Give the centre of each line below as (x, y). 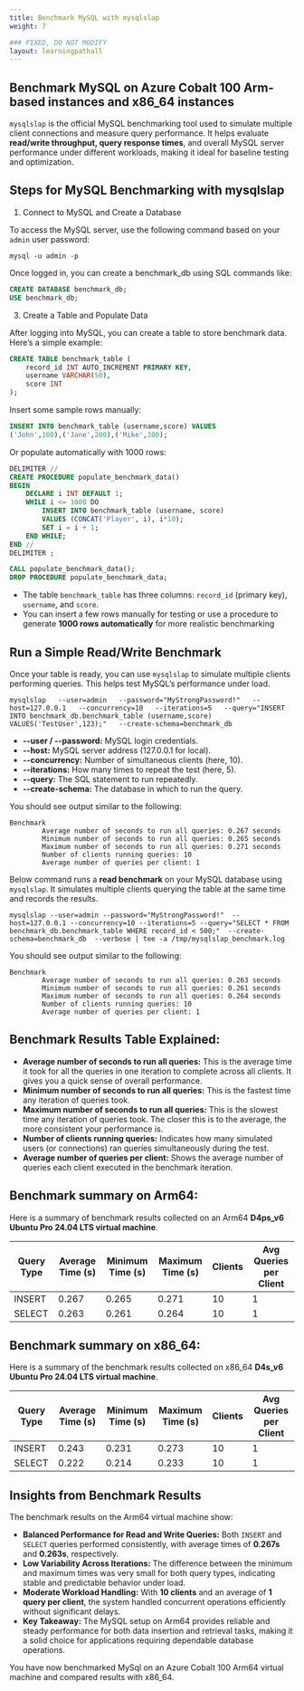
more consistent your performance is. (93, 1129)
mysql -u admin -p (44, 256)
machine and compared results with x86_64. (92, 1677)
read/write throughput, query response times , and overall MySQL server (147, 143)
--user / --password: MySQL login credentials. (110, 740)
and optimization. (42, 162)
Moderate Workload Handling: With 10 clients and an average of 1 (147, 1592)
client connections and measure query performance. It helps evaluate (139, 133)
